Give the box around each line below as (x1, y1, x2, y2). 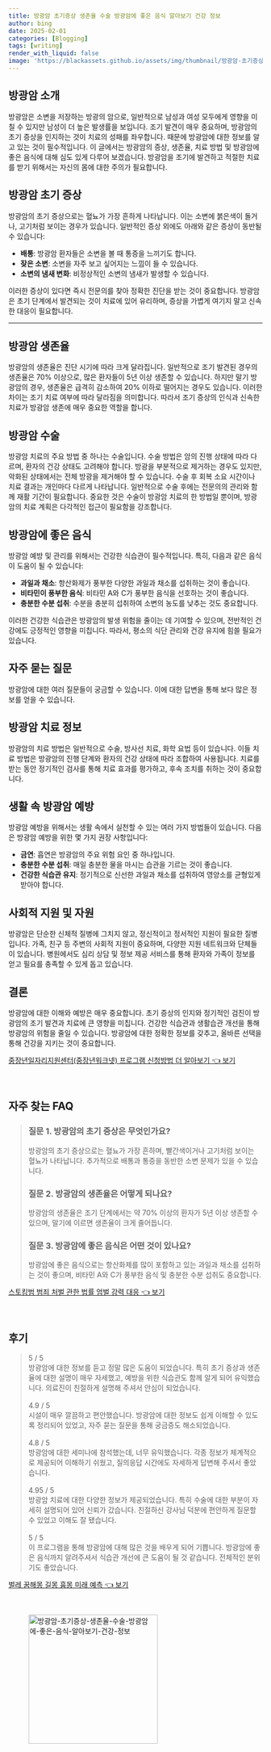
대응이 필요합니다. (16, 306, 73, 316)
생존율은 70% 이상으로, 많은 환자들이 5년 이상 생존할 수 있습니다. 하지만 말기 (8, 372, 249, 382)
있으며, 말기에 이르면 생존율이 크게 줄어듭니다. (27, 1218, 173, 1227)
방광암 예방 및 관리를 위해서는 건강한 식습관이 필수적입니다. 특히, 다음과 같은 (8, 551, 248, 560)
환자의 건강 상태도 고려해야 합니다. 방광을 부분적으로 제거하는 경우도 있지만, (25, 462, 262, 472)
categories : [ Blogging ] (8, 34, 89, 43)
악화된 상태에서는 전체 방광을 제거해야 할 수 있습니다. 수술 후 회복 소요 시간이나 (8, 472, 256, 481)
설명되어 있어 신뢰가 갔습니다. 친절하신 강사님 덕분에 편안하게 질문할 (43, 1505, 256, 1515)
